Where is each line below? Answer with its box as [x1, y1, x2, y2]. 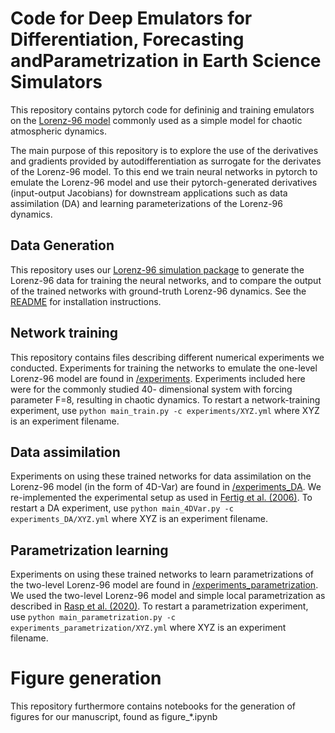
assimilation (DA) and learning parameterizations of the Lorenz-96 [10, 197, 283, 209]
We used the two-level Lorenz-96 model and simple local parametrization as [10, 590, 326, 602]
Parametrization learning [10, 542, 169, 559]
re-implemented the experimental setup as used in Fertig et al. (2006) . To [10, 492, 313, 504]
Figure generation [10, 667, 162, 690]
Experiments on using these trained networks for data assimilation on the [10, 470, 312, 482]
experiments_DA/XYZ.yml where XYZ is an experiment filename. [10, 513, 269, 525]
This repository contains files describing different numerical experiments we [10, 351, 325, 363]
